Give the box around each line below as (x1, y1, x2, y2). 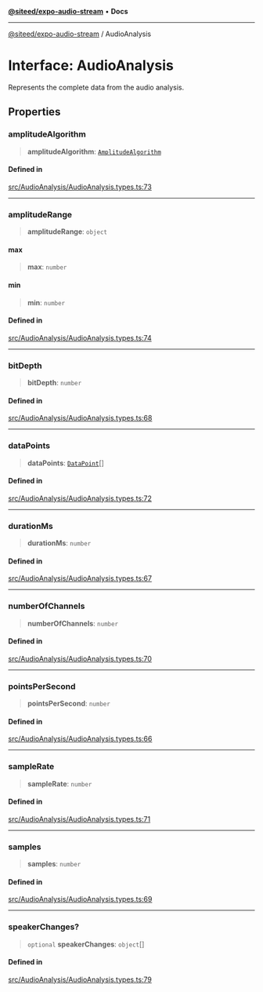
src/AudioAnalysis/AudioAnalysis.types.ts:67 (8, 574, 153, 583)
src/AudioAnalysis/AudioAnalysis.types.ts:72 (8, 494, 153, 503)
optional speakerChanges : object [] (27, 939, 145, 949)
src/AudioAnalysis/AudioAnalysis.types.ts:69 (8, 895, 153, 904)
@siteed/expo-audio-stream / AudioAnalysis (8, 29, 151, 38)
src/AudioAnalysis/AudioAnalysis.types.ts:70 (8, 654, 153, 663)
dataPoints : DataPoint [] (27, 458, 104, 468)
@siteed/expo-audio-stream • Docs (8, 7, 128, 16)
